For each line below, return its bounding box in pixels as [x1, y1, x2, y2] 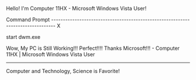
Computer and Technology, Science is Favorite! [6, 68, 120, 74]
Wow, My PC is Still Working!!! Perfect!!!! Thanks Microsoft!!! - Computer [6, 45, 180, 52]
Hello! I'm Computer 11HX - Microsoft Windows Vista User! [6, 5, 147, 12]
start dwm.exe [6, 34, 41, 40]
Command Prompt [6, 16, 50, 23]
